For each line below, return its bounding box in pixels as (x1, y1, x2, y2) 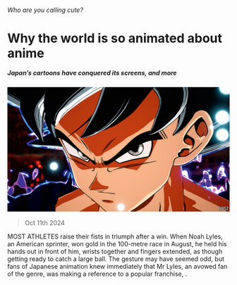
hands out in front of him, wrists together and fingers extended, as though (7, 247, 223, 256)
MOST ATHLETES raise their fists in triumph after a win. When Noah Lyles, (7, 232, 224, 241)
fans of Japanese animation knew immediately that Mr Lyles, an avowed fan (7, 262, 228, 271)
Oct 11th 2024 (24, 219, 66, 227)
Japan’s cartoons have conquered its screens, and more (7, 69, 178, 77)
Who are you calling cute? (7, 6, 83, 14)
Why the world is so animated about (7, 30, 223, 46)
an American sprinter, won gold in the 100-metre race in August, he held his (7, 240, 227, 248)
